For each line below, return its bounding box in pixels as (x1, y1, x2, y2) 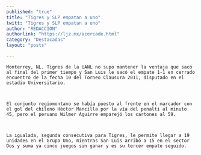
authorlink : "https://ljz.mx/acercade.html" (6, 31, 120, 37)
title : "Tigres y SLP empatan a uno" (6, 14, 101, 20)
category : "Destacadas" (6, 37, 66, 43)
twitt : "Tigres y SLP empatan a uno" (6, 20, 101, 26)
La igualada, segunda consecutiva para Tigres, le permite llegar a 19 (6, 132, 190, 138)
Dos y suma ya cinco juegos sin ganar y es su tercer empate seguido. (6, 142, 187, 149)
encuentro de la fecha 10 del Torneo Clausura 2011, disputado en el (6, 74, 185, 81)
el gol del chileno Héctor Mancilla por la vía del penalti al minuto (6, 106, 187, 112)
